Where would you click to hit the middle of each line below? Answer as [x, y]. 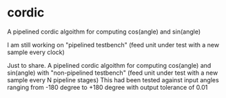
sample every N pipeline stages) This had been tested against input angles [113, 79]
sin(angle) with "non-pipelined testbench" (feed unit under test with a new [113, 73]
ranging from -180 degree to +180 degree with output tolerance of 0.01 [107, 87]
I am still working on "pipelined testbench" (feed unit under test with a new [113, 45]
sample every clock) [36, 52]
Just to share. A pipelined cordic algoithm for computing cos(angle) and [109, 65]
